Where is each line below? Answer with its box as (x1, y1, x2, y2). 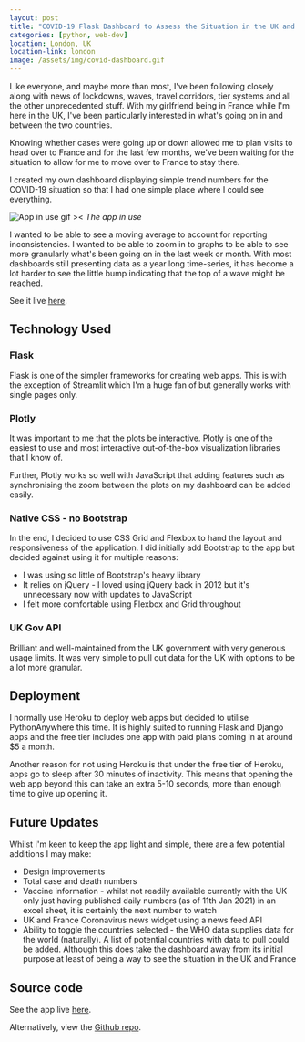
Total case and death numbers (22, 876, 137, 887)
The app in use (85, 212, 143, 222)
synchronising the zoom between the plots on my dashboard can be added (9, 479, 291, 490)
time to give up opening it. (9, 788, 107, 799)
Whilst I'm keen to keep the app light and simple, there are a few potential (9, 839, 285, 849)
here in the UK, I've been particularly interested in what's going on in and (9, 110, 284, 120)
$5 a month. (9, 741, 55, 753)
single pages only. (9, 389, 78, 400)
